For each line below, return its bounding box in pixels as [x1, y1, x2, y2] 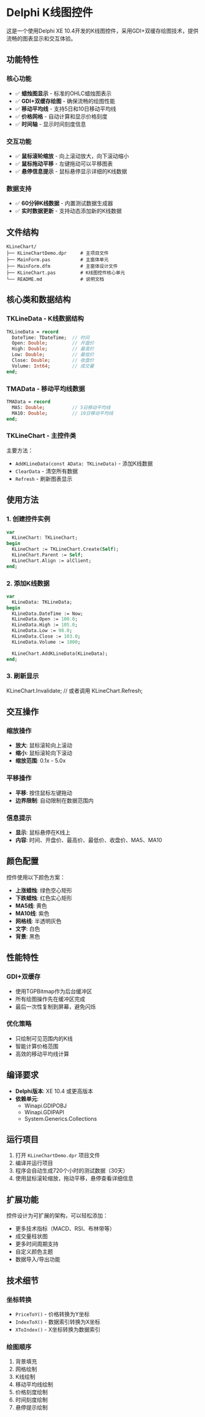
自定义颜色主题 [15, 1248, 53, 1255]
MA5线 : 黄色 [15, 902, 47, 909]
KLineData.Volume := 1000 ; [12, 639, 81, 645]
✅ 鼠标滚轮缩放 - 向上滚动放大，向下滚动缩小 [15, 152, 129, 160]
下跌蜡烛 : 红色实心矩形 [15, 894, 72, 902]
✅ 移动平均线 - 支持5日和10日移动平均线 [15, 105, 116, 112]
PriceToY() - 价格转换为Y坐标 [15, 1310, 90, 1317]
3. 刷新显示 [6, 672, 39, 681]
